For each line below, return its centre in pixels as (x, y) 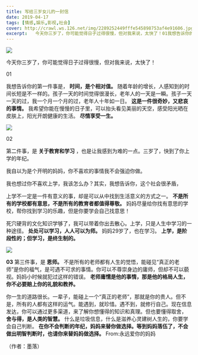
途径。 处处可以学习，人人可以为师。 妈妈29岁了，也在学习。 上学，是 (97, 231)
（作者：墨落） (24, 346)
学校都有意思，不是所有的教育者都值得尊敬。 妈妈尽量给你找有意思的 (100, 204)
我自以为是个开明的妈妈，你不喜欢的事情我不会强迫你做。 (76, 171)
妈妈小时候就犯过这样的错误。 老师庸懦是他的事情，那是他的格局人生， (102, 277)
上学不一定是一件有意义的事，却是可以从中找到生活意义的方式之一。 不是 (95, 196)
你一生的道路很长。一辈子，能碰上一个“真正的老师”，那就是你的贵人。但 (94, 297)
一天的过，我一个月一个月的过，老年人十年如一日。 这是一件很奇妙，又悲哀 (97, 101)
